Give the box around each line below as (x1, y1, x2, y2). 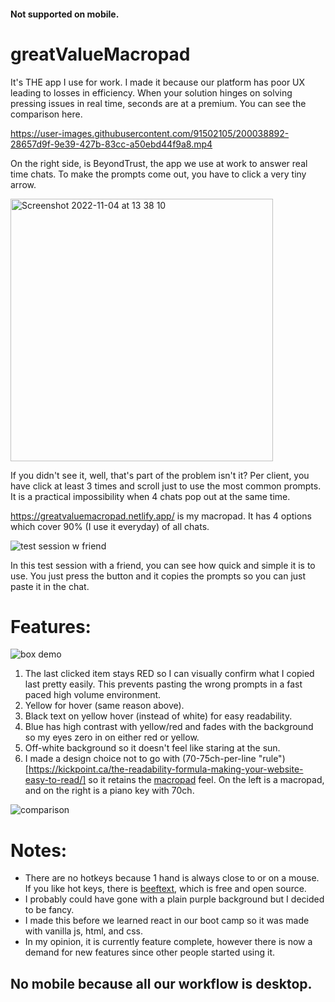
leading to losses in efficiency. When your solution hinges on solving (10, 86, 293, 99)
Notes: (10, 839, 68, 862)
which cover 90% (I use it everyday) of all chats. (10, 520, 210, 532)
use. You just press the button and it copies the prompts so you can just (10, 570, 307, 582)
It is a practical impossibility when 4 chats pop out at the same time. (10, 490, 291, 502)
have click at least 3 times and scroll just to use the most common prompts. (10, 480, 322, 492)
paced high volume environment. (24, 689, 162, 701)
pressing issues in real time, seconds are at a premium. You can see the (10, 97, 307, 109)
